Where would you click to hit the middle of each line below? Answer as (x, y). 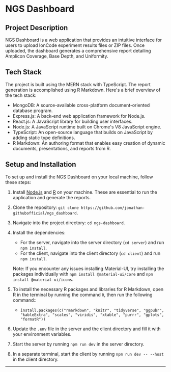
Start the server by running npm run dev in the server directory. (78, 344)
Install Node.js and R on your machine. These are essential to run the (85, 192)
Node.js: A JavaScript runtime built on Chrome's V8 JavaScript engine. (87, 127)
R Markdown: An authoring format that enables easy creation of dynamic (89, 143)
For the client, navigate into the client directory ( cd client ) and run (90, 253)
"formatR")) (33, 319)
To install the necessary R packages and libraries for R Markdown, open (88, 289)
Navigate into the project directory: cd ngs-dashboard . (69, 223)
